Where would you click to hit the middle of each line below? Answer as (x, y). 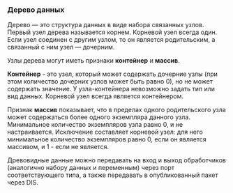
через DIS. (23, 183)
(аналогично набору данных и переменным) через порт (91, 168)
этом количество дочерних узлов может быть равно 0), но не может (110, 82)
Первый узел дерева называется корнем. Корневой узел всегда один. (112, 32)
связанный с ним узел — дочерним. (61, 47)
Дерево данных (36, 10)
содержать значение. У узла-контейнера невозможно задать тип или (111, 89)
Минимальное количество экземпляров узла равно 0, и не (95, 125)
